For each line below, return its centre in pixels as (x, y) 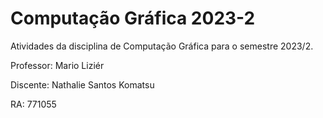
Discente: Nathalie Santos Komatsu (82, 84)
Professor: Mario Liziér (57, 65)
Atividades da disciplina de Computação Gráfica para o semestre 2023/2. (162, 46)
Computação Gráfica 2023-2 (133, 18)
